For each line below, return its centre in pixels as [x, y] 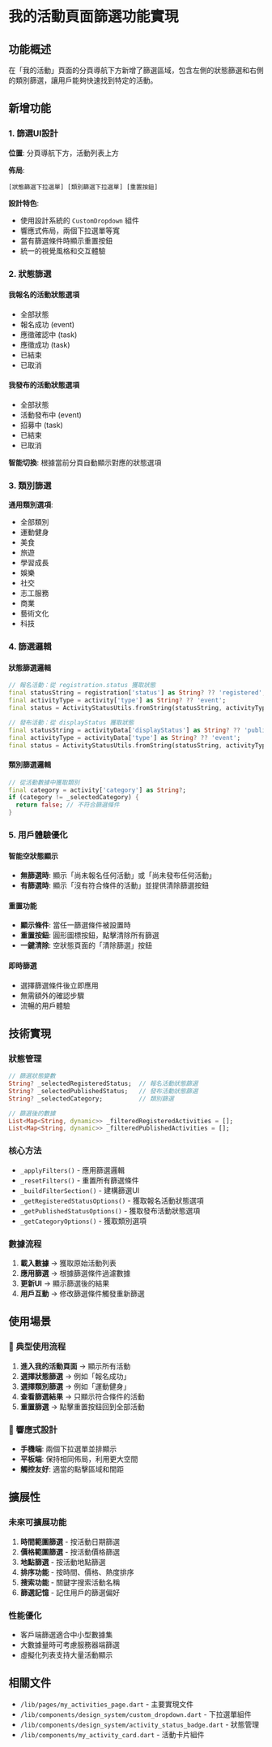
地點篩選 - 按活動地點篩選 [63, 1562]
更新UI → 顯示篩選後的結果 [65, 1283]
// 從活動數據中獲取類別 [44, 782]
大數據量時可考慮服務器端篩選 [70, 1645]
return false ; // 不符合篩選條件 [68, 805]
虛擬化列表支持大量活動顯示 [66, 1654]
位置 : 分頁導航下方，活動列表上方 [64, 153]
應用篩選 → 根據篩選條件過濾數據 [75, 1273]
